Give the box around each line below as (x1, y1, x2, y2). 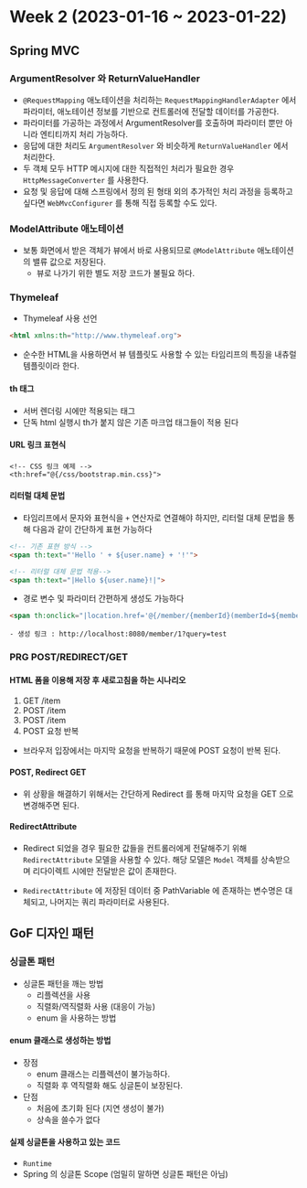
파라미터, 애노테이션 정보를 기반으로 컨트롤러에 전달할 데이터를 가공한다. (22, 105, 280, 116)
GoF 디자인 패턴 (9, 926, 94, 941)
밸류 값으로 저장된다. (32, 256, 107, 267)
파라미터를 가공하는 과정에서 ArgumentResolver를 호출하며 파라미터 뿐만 (22, 117, 283, 128)
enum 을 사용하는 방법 (36, 1012, 117, 1023)
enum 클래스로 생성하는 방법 (9, 1035, 111, 1046)
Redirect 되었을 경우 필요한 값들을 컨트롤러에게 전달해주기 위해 (22, 842, 248, 853)
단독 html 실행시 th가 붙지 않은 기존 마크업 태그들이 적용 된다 (22, 416, 239, 427)
